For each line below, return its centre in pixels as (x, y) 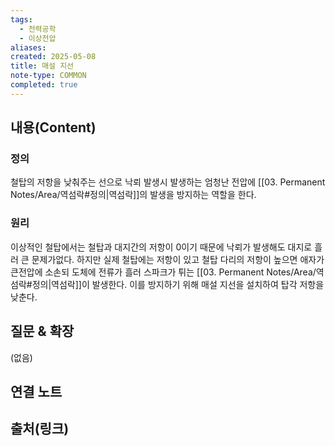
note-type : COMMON (48, 76)
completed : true (44, 85)
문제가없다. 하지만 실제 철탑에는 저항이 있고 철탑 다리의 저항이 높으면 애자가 (178, 259)
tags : (21, 19)
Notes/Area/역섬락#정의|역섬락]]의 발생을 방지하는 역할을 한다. (133, 195)
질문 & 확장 (42, 331)
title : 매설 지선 (42, 66)
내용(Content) (53, 127)
